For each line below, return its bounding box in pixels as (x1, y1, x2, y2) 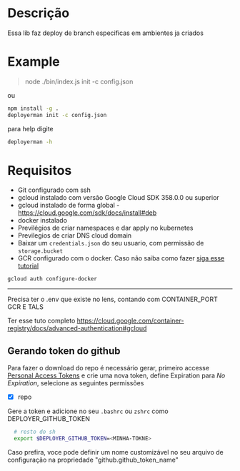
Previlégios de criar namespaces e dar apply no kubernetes (17, 223, 194, 233)
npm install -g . (7, 105, 59, 112)
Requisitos (7, 162, 72, 178)
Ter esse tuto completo (7, 316, 76, 325)
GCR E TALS (7, 303, 44, 311)
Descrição (7, 5, 70, 21)
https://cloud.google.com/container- (76, 316, 184, 325)
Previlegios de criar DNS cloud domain (17, 231, 132, 240)
